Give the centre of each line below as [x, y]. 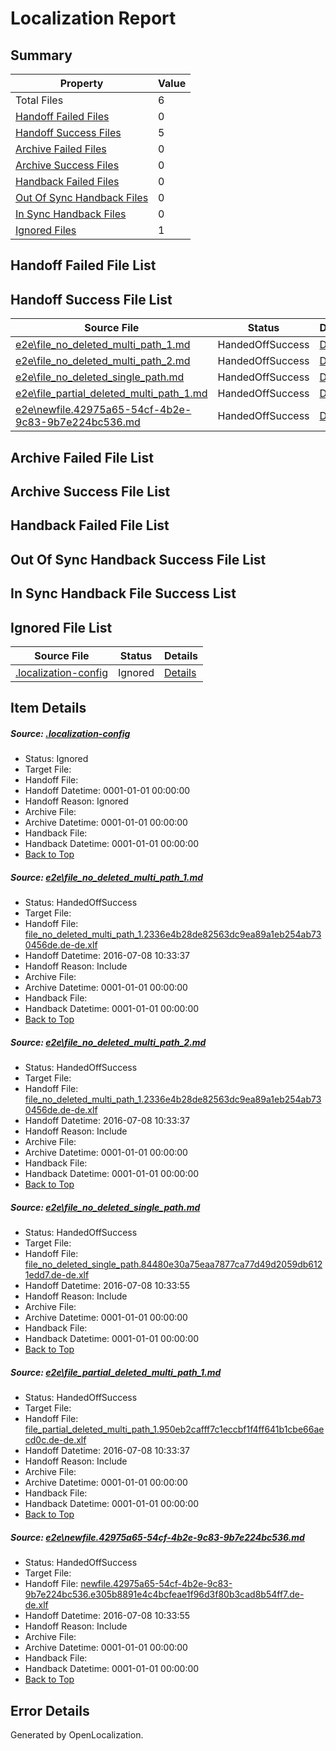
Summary [41, 55]
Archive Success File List [90, 491]
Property [81, 83]
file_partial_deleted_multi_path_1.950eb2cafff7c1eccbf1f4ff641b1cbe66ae [174, 1429]
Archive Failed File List [82, 457]
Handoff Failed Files [62, 116]
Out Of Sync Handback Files [82, 197]
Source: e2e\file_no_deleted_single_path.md [105, 1207]
